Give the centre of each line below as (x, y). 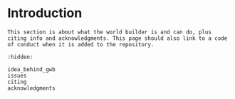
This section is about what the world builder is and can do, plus (110, 32)
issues (17, 75)
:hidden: (20, 57)
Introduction (45, 13)
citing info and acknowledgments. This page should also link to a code (117, 38)
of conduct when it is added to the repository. (81, 44)
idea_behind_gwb (31, 69)
